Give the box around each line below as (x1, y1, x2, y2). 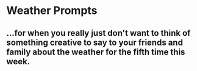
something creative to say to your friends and (6, 37, 183, 47)
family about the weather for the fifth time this (6, 47, 185, 57)
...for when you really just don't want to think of (6, 28, 191, 38)
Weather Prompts (6, 4, 98, 18)
